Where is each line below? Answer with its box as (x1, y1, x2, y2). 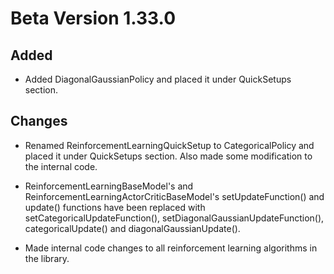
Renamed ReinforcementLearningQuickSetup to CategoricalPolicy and (24, 139, 315, 151)
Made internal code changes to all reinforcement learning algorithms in (24, 242, 318, 254)
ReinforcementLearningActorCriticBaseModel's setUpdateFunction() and (24, 190, 325, 202)
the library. (24, 252, 70, 264)
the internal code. (24, 160, 98, 172)
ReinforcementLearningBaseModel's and (24, 180, 194, 192)
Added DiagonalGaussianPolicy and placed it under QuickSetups (24, 73, 292, 85)
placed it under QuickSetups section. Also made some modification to (24, 150, 313, 162)
